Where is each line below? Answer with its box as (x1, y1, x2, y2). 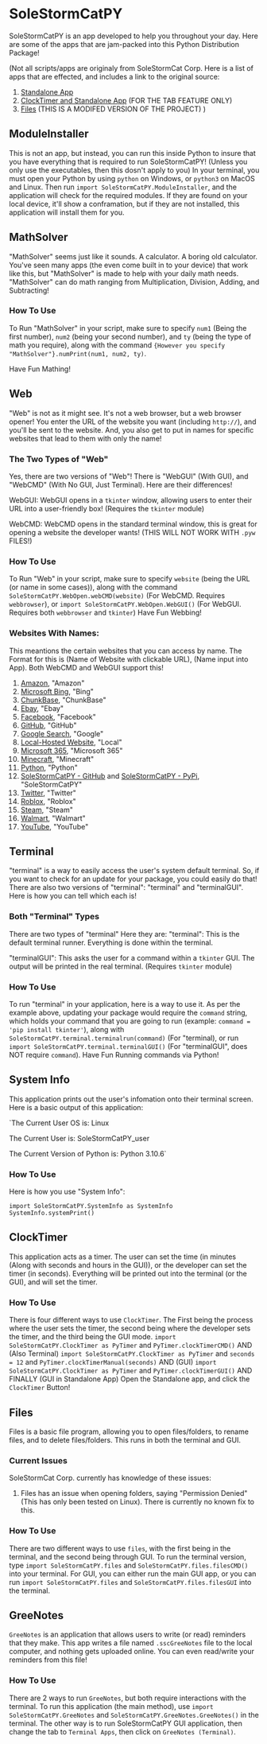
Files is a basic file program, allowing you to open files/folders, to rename (9, 1427, 250, 1436)
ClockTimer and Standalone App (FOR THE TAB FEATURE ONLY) (20, 95, 233, 105)
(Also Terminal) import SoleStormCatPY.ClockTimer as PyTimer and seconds (9, 1349, 255, 1358)
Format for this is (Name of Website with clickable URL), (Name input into (9, 654, 249, 664)
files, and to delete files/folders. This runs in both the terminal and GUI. (9, 1435, 242, 1444)
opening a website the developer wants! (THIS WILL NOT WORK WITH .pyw (9, 527, 256, 537)
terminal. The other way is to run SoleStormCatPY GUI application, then (9, 1719, 243, 1728)
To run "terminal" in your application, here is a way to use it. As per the (9, 999, 241, 1008)
